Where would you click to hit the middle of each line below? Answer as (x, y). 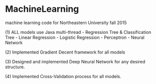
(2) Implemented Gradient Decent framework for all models (65, 52)
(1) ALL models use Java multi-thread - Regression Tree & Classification (78, 32)
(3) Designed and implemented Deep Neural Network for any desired (75, 61)
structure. (15, 67)
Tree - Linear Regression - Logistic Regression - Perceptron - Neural (75, 37)
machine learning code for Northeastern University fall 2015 (66, 23)
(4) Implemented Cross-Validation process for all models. (63, 76)
